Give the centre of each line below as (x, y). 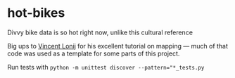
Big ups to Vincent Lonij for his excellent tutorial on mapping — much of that (118, 46)
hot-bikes (36, 13)
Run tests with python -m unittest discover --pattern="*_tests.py (106, 67)
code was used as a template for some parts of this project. (94, 53)
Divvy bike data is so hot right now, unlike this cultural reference (100, 32)
